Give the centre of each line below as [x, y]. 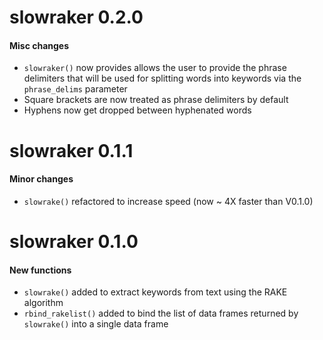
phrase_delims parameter [75, 89]
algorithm [43, 303]
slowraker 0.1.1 [71, 150]
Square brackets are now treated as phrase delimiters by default [156, 100]
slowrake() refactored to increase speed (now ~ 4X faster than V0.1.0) [168, 201]
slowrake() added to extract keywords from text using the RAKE [155, 292]
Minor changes [41, 179]
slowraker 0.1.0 [74, 241]
